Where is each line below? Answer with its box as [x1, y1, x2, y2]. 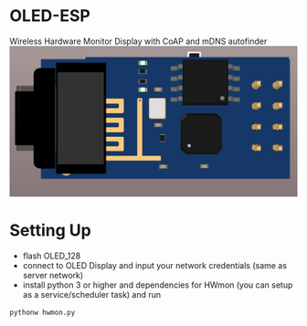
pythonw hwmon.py [9, 308, 76, 318]
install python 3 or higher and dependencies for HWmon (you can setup [22, 279, 293, 290]
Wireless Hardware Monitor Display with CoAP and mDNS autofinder [9, 36, 268, 47]
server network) [22, 270, 84, 281]
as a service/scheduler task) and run [22, 289, 162, 300]
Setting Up [9, 220, 91, 241]
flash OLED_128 [22, 250, 81, 261]
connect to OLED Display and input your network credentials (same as [22, 260, 288, 271]
